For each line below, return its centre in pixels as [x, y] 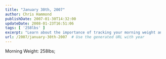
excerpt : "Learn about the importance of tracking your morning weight [80, 32]
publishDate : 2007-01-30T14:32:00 [41, 19]
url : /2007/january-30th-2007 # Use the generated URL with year [75, 37]
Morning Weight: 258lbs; [30, 51]
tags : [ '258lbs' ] [25, 28]
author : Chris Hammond [28, 14]
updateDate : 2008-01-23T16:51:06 [40, 23]
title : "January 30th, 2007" [35, 10]
